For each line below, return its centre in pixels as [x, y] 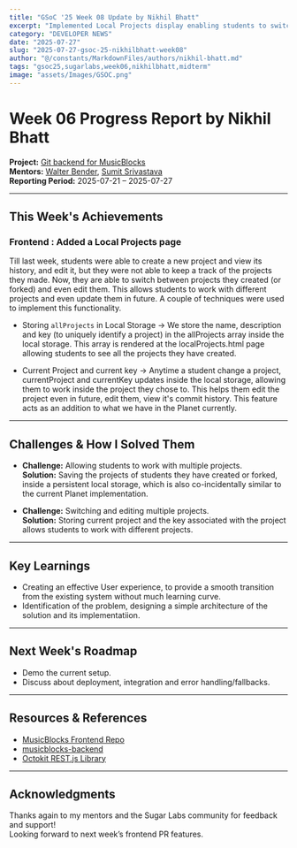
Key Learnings [50, 565]
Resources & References [78, 718]
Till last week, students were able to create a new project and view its [136, 261]
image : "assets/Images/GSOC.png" [71, 75]
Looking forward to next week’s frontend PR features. [107, 834]
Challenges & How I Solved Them [102, 444]
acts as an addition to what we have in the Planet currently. [129, 409]
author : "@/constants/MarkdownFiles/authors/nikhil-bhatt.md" [126, 58]
